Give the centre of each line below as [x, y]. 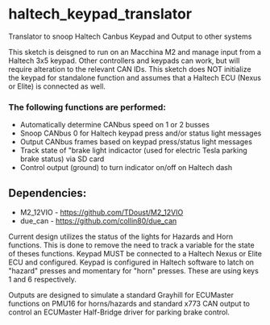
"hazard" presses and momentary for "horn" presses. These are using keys [134, 271]
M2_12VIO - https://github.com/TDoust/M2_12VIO [102, 212]
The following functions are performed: [87, 107]
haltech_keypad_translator [100, 14]
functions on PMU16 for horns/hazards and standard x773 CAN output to [129, 304]
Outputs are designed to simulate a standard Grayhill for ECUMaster [121, 295]
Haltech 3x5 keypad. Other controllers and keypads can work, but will [124, 60]
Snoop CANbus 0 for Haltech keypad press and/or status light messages [141, 133]
